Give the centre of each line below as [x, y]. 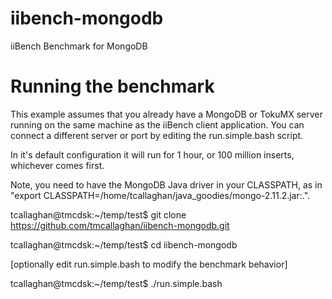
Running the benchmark [112, 86]
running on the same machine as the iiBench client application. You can [157, 124]
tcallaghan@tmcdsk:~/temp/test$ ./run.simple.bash [116, 283]
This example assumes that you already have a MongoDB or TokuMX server [166, 114]
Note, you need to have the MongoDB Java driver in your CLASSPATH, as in [166, 184]
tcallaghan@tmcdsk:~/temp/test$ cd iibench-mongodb [124, 244]
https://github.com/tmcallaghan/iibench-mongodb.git [120, 225]
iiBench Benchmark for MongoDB [79, 46]
